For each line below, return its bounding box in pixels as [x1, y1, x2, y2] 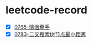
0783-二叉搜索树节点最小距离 [14, 31, 86, 38]
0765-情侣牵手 [14, 23, 50, 30]
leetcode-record [5, 3, 88, 17]
